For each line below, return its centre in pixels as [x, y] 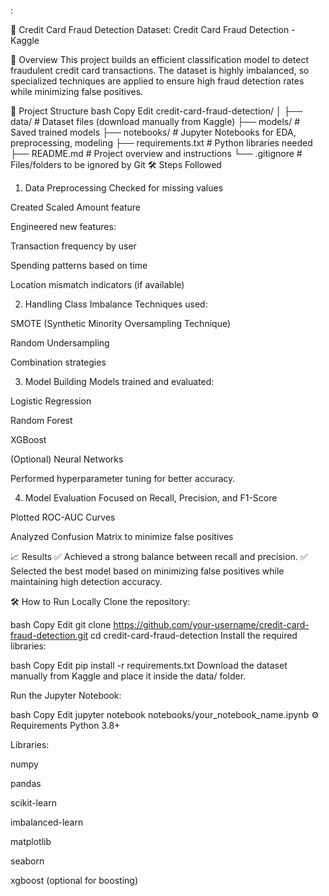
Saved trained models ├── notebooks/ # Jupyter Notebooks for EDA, [153, 132]
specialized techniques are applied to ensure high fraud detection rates [157, 81]
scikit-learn [33, 803]
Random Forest [41, 420]
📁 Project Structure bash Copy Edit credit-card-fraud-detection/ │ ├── [156, 111]
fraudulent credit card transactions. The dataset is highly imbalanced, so [160, 70]
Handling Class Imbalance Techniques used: [116, 304]
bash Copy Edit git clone [61, 624]
